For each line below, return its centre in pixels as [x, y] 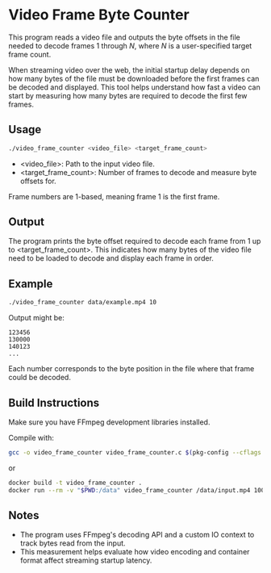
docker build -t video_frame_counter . [75, 483]
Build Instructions [54, 402]
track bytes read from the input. [73, 543]
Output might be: [36, 318]
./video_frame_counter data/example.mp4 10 [83, 303]
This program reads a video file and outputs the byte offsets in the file [124, 37]
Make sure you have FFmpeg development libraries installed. [109, 422]
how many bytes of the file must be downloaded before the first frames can [134, 78]
